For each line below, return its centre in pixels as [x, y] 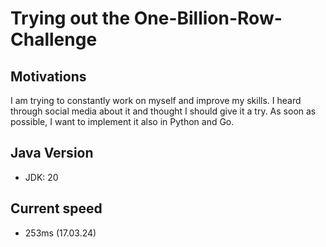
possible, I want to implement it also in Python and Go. [122, 121]
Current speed [56, 208]
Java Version [52, 153]
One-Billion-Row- [208, 18]
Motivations [48, 76]
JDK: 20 [41, 177]
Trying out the [70, 18]
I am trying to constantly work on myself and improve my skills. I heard [156, 100]
